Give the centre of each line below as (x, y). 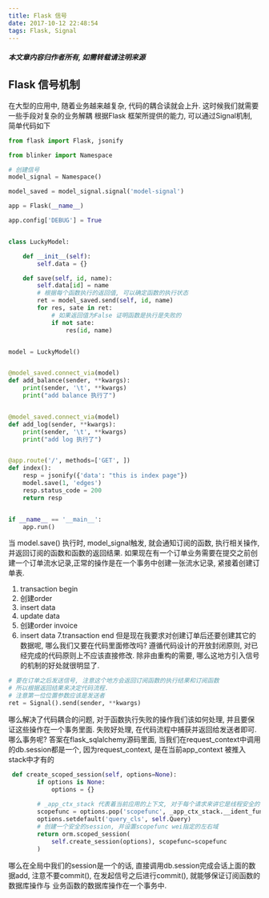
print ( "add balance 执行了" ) (69, 396)
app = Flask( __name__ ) (46, 206)
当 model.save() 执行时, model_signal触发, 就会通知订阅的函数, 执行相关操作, (134, 543)
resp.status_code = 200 (62, 490)
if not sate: (72, 323)
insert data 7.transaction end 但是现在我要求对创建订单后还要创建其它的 (138, 635)
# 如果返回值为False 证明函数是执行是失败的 (116, 315)
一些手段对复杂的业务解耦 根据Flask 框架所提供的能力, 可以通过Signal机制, (130, 115)
